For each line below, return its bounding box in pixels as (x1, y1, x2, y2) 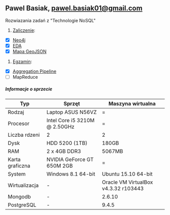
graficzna (8, 163, 30, 170)
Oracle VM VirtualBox (102, 179, 153, 186)
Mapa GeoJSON (12, 48, 47, 55)
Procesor (8, 120, 30, 127)
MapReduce (12, 74, 38, 80)
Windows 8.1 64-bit (46, 171, 95, 178)
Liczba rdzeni (8, 131, 40, 138)
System (8, 171, 26, 178)
